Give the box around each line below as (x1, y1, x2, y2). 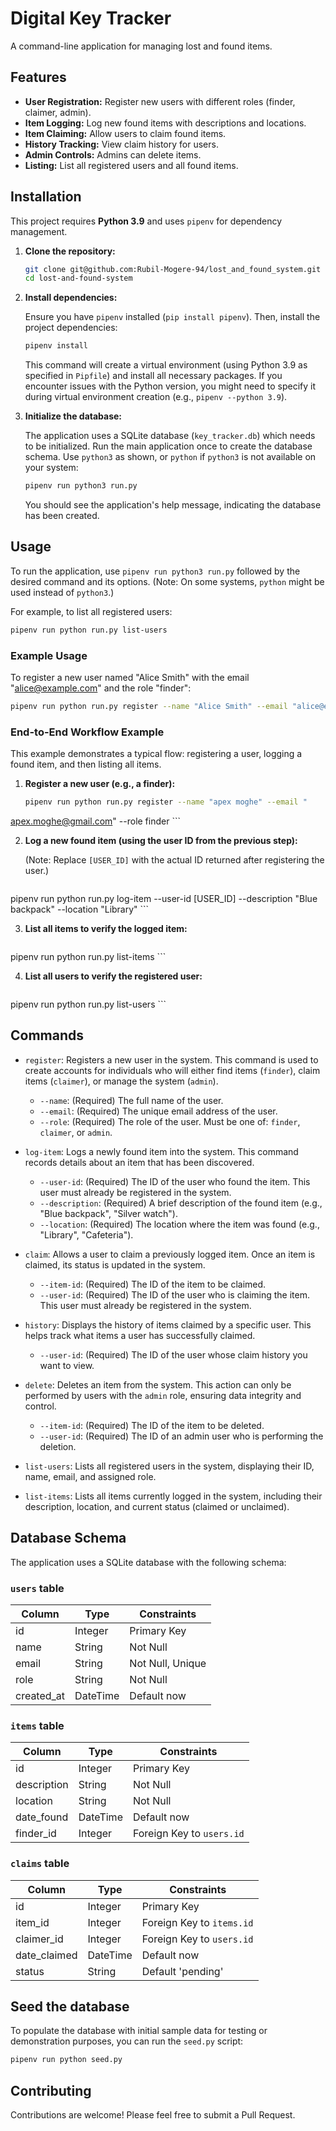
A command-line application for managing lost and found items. (10, 40, 273, 52)
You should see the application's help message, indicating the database (24, 499, 322, 511)
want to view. (39, 1359, 95, 1371)
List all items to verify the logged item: (24, 923, 188, 935)
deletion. (39, 1440, 77, 1452)
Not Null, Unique (129, 1657, 207, 1671)
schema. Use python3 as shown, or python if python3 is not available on (24, 451, 317, 463)
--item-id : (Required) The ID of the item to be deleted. (39, 1419, 265, 1431)
